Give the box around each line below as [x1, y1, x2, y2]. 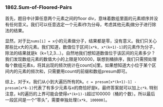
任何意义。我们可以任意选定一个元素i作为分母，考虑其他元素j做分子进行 [9, 21, 152, 28]
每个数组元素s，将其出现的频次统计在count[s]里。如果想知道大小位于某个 [5, 62, 152, 68]
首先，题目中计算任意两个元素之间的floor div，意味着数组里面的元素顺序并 [5, 16, 154, 21]
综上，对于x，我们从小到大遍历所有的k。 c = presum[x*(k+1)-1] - [5, 79, 137, 85]
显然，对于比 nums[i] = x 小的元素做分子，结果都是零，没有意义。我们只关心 [5, 38, 157, 44]
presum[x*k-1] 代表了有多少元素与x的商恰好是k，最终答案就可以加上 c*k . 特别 [5, 85, 158, 91]
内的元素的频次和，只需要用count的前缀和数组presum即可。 [9, 69, 130, 74]
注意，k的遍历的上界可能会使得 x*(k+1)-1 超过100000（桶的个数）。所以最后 [5, 91, 155, 97]
